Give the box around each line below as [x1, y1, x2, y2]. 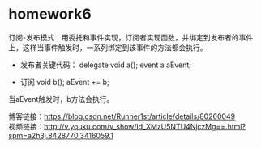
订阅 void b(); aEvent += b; [19, 77, 109, 87]
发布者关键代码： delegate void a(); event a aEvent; [19, 60, 192, 70]
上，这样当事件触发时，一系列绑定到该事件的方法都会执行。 [8, 42, 208, 53]
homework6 [8, 5, 92, 23]
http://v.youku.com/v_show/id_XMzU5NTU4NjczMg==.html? [44, 121, 246, 131]
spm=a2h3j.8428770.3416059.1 [8, 130, 113, 140]
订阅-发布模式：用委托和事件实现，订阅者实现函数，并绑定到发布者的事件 [8, 32, 254, 42]
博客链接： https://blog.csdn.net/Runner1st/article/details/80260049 [8, 111, 236, 121]
